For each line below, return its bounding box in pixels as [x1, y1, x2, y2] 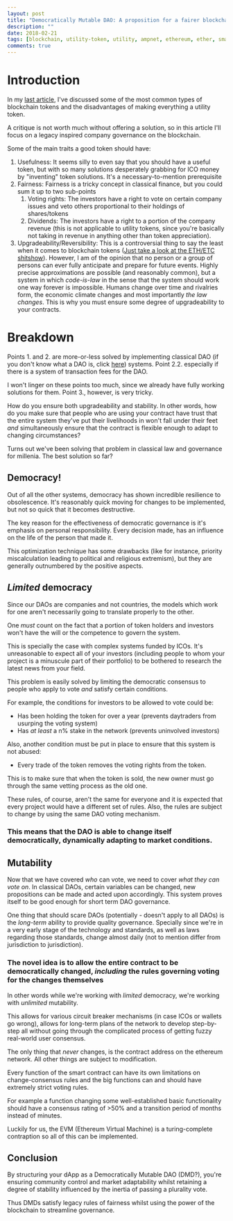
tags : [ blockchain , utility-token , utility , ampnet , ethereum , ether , [7, 36, 216, 43]
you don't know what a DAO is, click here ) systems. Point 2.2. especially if [7, 360, 218, 368]
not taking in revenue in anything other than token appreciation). [27, 231, 212, 239]
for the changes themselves [7, 975, 104, 985]
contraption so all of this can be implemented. [7, 1132, 139, 1140]
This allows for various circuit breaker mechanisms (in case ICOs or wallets [7, 1011, 222, 1020]
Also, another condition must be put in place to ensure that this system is [7, 740, 216, 748]
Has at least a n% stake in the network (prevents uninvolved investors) [17, 726, 220, 734]
